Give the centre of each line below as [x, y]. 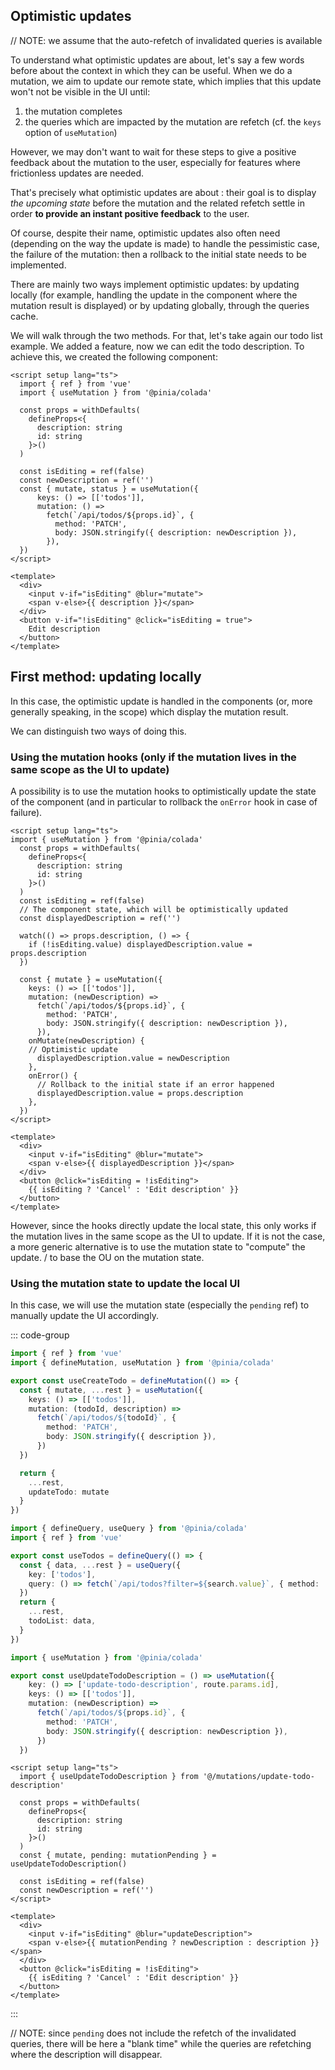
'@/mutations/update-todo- [258, 1777]
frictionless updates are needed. [77, 173]
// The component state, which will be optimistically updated [153, 909]
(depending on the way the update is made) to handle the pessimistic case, [165, 243]
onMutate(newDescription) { [86, 1040]
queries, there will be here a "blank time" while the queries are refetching [161, 2044]
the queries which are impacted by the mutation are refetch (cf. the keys [173, 121]
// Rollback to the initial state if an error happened [155, 1084]
